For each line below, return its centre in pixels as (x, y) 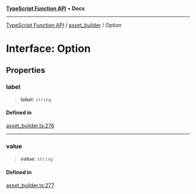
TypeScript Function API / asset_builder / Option (64, 25)
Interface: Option (48, 49)
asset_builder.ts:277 (30, 185)
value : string (36, 159)
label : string (36, 99)
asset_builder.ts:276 (30, 126)
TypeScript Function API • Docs (45, 8)
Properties (26, 70)
